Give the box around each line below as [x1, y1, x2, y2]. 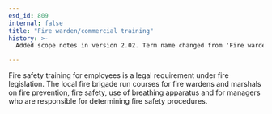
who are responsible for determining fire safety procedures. [8, 96, 208, 106]
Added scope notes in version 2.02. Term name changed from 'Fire [15, 42, 244, 50]
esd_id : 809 [8, 11, 49, 20]
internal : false [8, 19, 63, 27]
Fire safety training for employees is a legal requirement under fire [8, 71, 229, 80]
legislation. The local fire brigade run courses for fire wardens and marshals [8, 79, 261, 89]
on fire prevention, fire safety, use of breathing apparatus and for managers [8, 88, 261, 97]
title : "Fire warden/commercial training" [8, 26, 154, 35]
